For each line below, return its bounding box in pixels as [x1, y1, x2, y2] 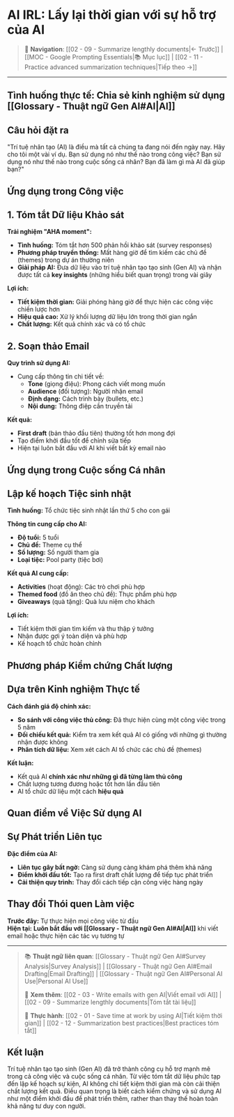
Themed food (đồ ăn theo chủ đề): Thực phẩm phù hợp [17, 590, 178, 598]
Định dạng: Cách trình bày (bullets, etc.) [27, 394, 144, 403]
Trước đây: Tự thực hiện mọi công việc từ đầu [7, 917, 139, 925]
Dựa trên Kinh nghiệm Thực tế [7, 683, 141, 695]
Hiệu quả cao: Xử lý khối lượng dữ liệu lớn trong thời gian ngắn [17, 313, 197, 321]
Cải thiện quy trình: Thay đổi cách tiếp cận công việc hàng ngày [17, 878, 203, 886]
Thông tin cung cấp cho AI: [7, 520, 87, 528]
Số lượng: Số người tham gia [17, 548, 100, 556]
